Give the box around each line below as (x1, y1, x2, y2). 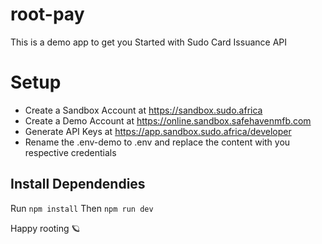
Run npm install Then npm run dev (10, 202, 154, 214)
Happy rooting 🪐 (10, 222, 81, 234)
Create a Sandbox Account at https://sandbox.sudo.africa (24, 104, 263, 116)
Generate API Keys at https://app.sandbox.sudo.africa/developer (24, 125, 292, 137)
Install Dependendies (10, 176, 146, 193)
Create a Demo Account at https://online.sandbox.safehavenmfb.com (24, 114, 312, 127)
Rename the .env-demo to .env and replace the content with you (24, 136, 291, 148)
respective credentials (24, 146, 117, 158)
